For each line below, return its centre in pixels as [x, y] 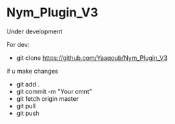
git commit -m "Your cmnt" [54, 91]
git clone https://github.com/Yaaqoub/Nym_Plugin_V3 [92, 58]
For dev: [18, 44]
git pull [26, 106]
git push [28, 113]
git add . [28, 84]
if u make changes [32, 71]
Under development [35, 31]
